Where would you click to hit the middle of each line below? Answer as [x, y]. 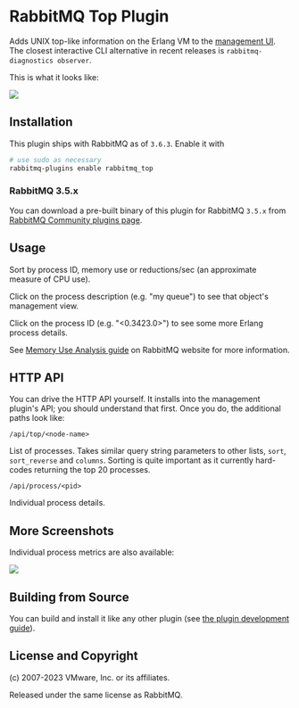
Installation [41, 122]
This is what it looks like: [54, 77]
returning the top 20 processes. [92, 470]
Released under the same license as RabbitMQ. [96, 695]
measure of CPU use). [50, 279]
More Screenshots [62, 531]
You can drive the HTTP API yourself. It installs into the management [135, 399]
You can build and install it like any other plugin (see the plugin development [149, 619]
